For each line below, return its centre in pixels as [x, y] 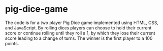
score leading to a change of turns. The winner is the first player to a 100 [79, 38]
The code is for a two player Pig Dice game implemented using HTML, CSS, [82, 23]
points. [12, 43]
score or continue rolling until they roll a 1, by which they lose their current [80, 33]
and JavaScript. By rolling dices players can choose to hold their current [78, 27]
